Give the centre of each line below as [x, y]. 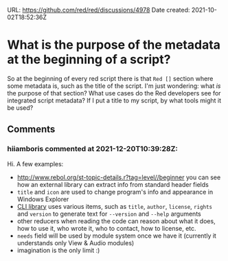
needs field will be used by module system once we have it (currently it [116, 236]
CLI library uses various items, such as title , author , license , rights [115, 206]
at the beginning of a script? [89, 59]
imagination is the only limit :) [58, 250]
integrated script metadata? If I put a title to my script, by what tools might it [114, 100]
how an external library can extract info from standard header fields [113, 184]
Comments [31, 129]
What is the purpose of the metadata [114, 45]
